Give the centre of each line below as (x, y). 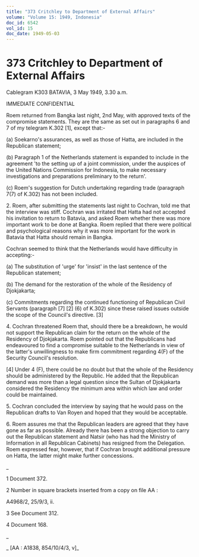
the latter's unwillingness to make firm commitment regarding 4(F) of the (95, 352)
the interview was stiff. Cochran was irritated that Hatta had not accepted (96, 212)
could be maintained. (32, 395)
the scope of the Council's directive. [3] (55, 315)
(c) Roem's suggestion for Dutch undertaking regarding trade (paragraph (95, 188)
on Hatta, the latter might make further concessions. (70, 456)
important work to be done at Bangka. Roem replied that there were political (99, 225)
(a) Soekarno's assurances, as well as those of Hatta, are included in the (95, 140)
